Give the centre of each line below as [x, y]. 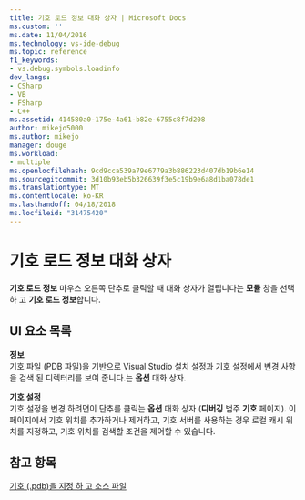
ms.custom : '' [36, 26]
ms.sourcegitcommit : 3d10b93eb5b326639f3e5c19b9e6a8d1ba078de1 [132, 179]
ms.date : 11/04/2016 [49, 35]
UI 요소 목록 [41, 331]
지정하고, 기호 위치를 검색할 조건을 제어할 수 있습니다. [121, 431]
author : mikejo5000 [46, 129]
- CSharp [26, 86]
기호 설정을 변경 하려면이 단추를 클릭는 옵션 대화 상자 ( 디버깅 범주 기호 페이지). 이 [153, 408]
